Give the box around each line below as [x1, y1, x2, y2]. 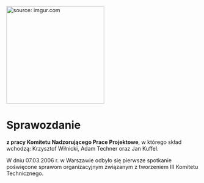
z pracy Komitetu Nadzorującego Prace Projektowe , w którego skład [6, 138, 182, 146]
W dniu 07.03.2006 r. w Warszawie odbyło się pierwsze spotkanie [6, 156, 172, 164]
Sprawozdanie [6, 118, 81, 132]
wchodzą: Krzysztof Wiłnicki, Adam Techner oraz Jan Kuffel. [6, 145, 159, 152]
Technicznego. [6, 170, 44, 177]
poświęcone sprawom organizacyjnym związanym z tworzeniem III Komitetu [6, 163, 199, 170]
